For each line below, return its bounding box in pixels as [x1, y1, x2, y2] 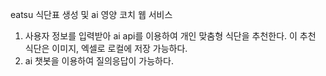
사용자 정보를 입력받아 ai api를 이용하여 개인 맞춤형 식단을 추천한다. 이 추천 [24, 30, 317, 42]
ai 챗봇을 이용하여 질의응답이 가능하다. [24, 55, 174, 67]
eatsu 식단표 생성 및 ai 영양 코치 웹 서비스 [10, 9, 173, 20]
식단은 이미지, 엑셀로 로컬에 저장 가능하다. [24, 43, 188, 54]
